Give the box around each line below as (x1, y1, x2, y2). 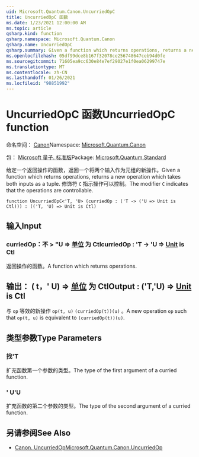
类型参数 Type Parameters (6, 333, 102, 343)
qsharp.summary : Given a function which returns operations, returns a (6, 47, 187, 53)
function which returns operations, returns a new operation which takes (6, 173, 181, 180)
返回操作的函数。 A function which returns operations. (6, 262, 137, 269)
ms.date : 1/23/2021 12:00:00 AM (6, 20, 86, 26)
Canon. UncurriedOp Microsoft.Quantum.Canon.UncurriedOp (14, 444, 163, 451)
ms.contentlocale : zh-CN (6, 69, 68, 75)
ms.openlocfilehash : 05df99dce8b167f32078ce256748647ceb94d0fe (6, 53, 166, 59)
